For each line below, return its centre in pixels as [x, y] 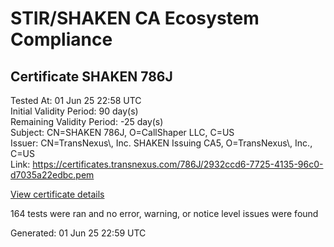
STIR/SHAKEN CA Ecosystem [135, 18]
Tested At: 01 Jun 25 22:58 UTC [76, 100]
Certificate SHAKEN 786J [91, 76]
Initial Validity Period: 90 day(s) [74, 111]
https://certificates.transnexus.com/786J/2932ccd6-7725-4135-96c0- [178, 164]
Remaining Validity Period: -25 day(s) [87, 121]
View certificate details [57, 194]
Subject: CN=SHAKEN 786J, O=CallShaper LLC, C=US [122, 132]
